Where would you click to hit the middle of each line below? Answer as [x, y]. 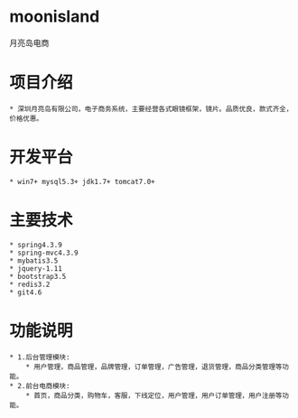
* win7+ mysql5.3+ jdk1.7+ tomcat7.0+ [82, 181]
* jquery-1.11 [36, 268]
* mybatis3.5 [34, 260]
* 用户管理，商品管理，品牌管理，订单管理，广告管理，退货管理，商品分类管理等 [154, 367]
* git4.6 [26, 292]
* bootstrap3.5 [38, 276]
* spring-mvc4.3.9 [44, 253]
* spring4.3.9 [36, 245]
